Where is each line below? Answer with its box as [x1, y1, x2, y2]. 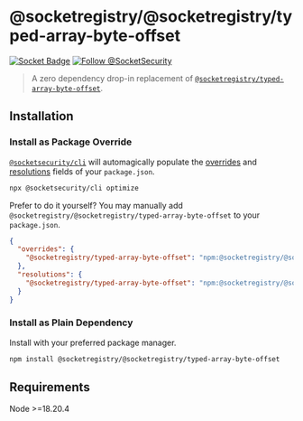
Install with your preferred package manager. [9, 337, 177, 348]
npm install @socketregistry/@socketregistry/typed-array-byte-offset [9, 354, 280, 363]
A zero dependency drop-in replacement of [31, 72, 194, 83]
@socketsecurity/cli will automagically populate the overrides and [9, 156, 257, 167]
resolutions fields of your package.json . [9, 165, 155, 177]
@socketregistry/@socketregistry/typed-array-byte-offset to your [9, 210, 260, 220]
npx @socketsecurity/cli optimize [9, 183, 140, 192]
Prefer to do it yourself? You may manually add [9, 200, 183, 210]
